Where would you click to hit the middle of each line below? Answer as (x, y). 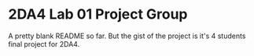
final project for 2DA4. (44, 44)
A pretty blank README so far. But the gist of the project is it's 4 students (127, 36)
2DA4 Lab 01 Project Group (98, 14)
